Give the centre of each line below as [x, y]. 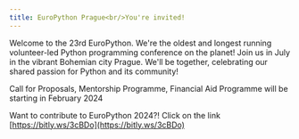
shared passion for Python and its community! [94, 71]
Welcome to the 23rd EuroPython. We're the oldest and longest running [141, 43]
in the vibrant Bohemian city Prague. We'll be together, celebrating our [138, 61]
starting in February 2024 [56, 98]
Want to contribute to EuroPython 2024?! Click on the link [115, 115]
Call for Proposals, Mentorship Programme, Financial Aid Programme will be [149, 88]
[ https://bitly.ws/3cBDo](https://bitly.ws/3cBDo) [97, 125]
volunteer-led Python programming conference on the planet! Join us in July [150, 52]
